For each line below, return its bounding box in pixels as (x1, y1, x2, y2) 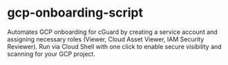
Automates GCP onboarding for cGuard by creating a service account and (7, 28, 218, 36)
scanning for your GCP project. (7, 50, 95, 58)
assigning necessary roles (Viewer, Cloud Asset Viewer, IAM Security (7, 35, 205, 43)
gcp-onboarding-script (7, 5, 144, 21)
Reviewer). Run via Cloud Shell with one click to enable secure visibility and (7, 42, 222, 50)
